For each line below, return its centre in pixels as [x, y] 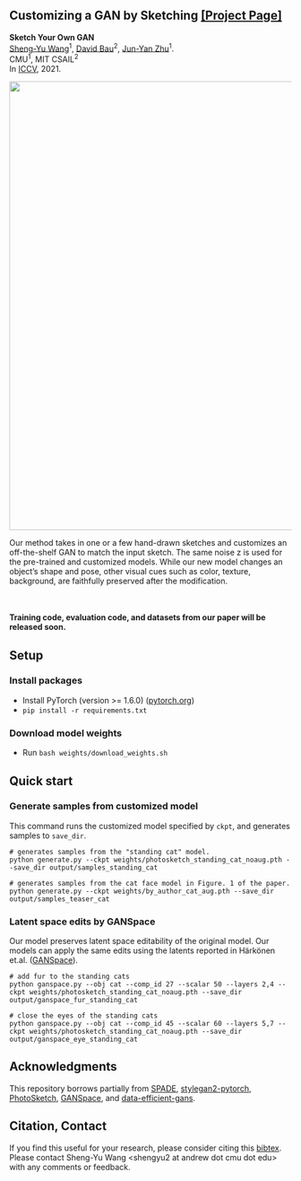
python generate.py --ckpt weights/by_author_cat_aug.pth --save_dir [142, 891]
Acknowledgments [64, 1067]
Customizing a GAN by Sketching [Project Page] [146, 16]
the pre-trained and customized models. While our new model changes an [146, 562]
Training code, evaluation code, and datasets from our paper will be [138, 617]
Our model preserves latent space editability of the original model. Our [139, 941]
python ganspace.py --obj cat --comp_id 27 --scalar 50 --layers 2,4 [142, 984]
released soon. [38, 627]
